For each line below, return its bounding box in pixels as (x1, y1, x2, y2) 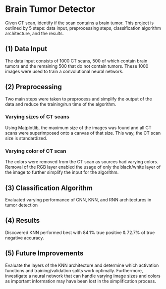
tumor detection (5, 202, 38, 208)
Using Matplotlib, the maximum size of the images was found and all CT (5, 125, 152, 131)
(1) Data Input (5, 45, 48, 53)
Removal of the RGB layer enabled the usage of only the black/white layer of (5, 164, 161, 170)
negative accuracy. (5, 235, 44, 241)
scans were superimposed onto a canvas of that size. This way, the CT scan (5, 130, 161, 136)
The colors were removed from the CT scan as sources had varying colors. (5, 159, 159, 165)
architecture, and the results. (5, 30, 64, 36)
